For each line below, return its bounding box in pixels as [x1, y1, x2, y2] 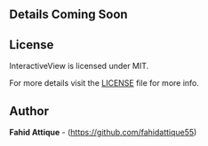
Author [9, 104, 49, 119]
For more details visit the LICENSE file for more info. [9, 78, 200, 88]
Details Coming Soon [9, 7, 128, 22]
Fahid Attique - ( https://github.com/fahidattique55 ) [9, 127, 197, 138]
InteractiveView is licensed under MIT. [9, 61, 149, 72]
